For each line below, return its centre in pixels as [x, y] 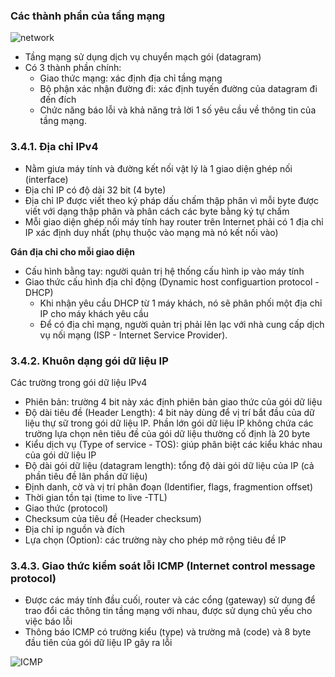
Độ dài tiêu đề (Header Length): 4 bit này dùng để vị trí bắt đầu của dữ [169, 412]
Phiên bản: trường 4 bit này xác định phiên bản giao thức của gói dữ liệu [173, 401]
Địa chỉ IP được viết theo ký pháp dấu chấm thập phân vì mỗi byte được [171, 200]
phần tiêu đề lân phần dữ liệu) [86, 476]
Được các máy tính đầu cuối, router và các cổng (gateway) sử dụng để [170, 600]
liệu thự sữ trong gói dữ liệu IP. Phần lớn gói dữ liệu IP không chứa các [169, 423]
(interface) [46, 179]
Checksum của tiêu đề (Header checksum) [113, 518]
